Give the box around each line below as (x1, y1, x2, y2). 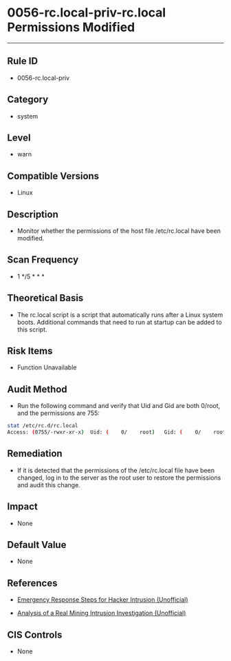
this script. (16, 325, 47, 334)
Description (7, 208, 58, 220)
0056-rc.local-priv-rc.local (7, 5, 166, 21)
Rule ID (7, 55, 38, 67)
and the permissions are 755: (16, 409, 100, 418)
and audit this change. (16, 480, 80, 489)
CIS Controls (7, 629, 63, 640)
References (7, 577, 58, 589)
